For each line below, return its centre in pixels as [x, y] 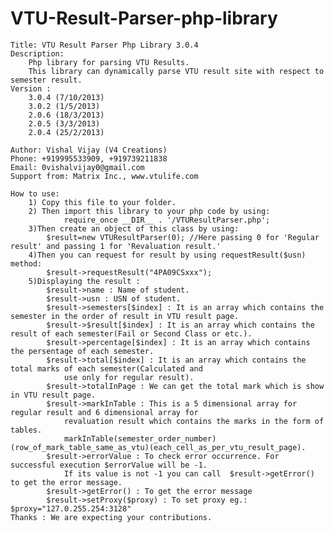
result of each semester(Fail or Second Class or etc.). [131, 333]
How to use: [35, 193]
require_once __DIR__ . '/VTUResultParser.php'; [167, 220]
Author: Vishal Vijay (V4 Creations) [89, 150]
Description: [37, 53]
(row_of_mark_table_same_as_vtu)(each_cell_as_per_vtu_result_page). [158, 447]
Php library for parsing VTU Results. [109, 62]
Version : [31, 88]
